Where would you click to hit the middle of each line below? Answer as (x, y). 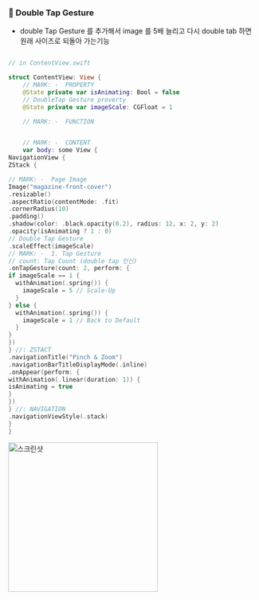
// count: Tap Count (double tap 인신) (73, 261)
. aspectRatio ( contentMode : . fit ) (64, 202)
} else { (23, 305)
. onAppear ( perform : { (44, 372)
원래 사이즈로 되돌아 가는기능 (65, 41)
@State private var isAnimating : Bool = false (101, 92)
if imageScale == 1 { (44, 276)
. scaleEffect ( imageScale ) (51, 246)
